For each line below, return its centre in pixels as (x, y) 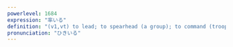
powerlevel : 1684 (32, 13)
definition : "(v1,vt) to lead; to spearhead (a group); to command (107, 26)
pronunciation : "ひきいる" (44, 33)
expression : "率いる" (37, 20)
